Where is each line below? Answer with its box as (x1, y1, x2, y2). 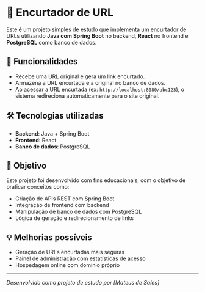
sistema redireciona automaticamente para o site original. (15, 92, 160, 100)
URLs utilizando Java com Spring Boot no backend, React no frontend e (6, 32, 189, 39)
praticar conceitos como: (6, 183, 70, 191)
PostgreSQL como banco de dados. (6, 38, 97, 46)
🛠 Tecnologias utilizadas (6, 111, 104, 121)
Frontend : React (15, 136, 57, 144)
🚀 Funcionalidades (6, 56, 78, 67)
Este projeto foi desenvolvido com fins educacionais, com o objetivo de (6, 177, 186, 184)
